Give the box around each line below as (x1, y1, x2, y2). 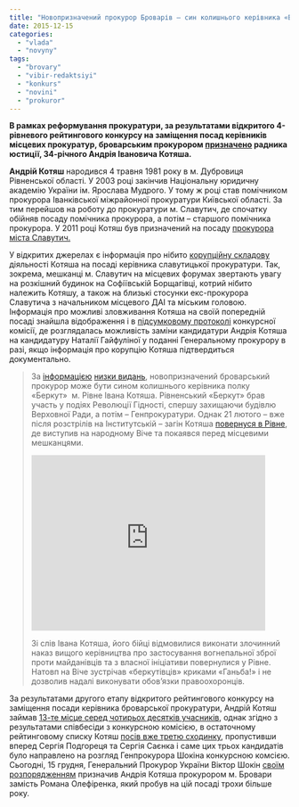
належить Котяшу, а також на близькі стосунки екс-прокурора (9, 287, 249, 299)
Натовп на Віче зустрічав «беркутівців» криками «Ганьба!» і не (30, 666, 272, 678)
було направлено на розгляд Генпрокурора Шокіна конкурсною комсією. (9, 750, 290, 761)
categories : (9, 29, 53, 38)
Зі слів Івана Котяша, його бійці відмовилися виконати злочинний (30, 638, 280, 649)
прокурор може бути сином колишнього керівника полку (30, 381, 251, 391)
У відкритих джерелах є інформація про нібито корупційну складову (9, 250, 270, 260)
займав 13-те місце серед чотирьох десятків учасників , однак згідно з (9, 712, 279, 723)
